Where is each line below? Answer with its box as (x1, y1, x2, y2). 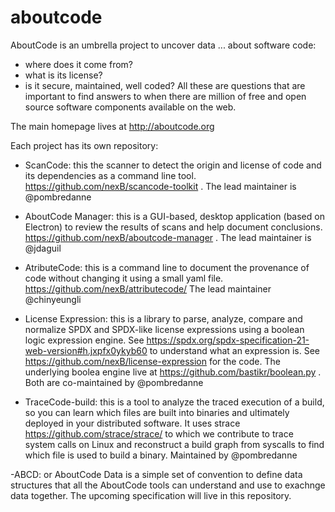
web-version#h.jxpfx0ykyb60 (24, 344, 148, 356)
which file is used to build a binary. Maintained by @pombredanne (24, 449, 298, 461)
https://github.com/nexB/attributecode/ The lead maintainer (24, 282, 272, 295)
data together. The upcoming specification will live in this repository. (10, 489, 292, 501)
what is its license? (24, 69, 103, 81)
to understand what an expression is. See (149, 344, 320, 356)
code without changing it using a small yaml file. (24, 272, 224, 284)
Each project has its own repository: (10, 139, 159, 151)
